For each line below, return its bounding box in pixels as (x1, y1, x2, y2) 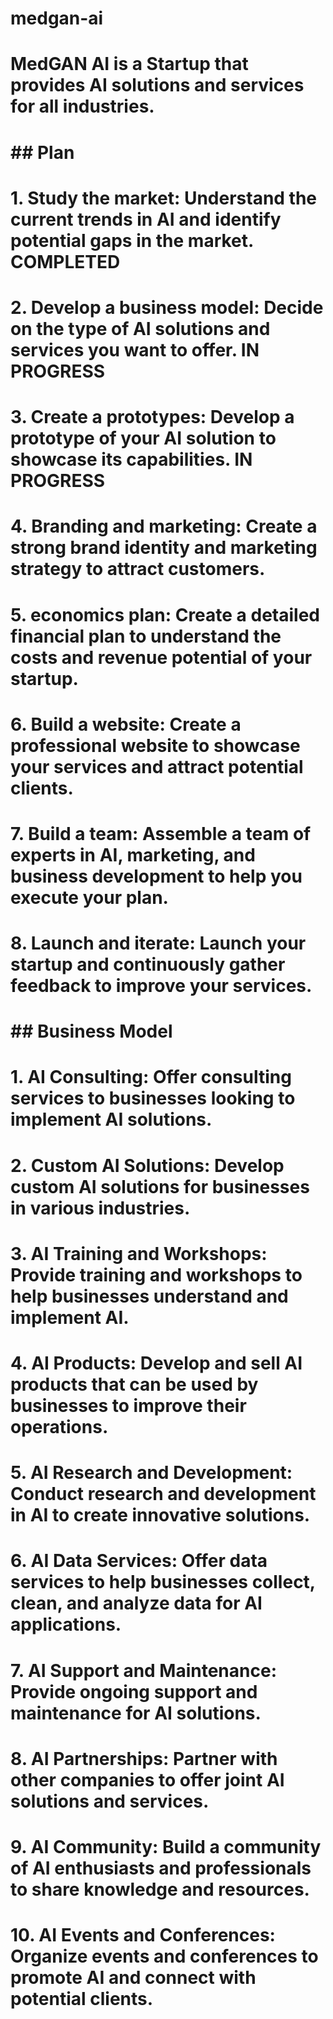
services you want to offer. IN (10, 338, 260, 361)
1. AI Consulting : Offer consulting (10, 1066, 292, 1089)
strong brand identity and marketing (10, 537, 318, 559)
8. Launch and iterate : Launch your (10, 932, 307, 955)
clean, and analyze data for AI (10, 1592, 263, 1615)
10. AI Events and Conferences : (10, 1924, 276, 1947)
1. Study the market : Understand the (10, 187, 318, 209)
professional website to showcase (10, 734, 301, 757)
